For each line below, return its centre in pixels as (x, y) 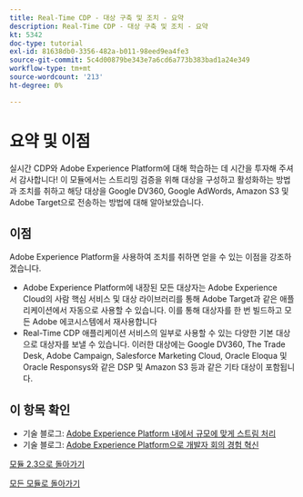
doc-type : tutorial (46, 43)
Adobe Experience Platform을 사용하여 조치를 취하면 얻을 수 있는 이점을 (139, 257)
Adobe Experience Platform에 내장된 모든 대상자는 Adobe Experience (150, 288)
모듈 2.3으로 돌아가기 (47, 464)
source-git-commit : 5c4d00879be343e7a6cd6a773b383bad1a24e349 (130, 60)
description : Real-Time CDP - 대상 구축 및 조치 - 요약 (109, 26)
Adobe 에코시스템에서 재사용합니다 (95, 322)
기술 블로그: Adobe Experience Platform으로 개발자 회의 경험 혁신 (141, 445)
